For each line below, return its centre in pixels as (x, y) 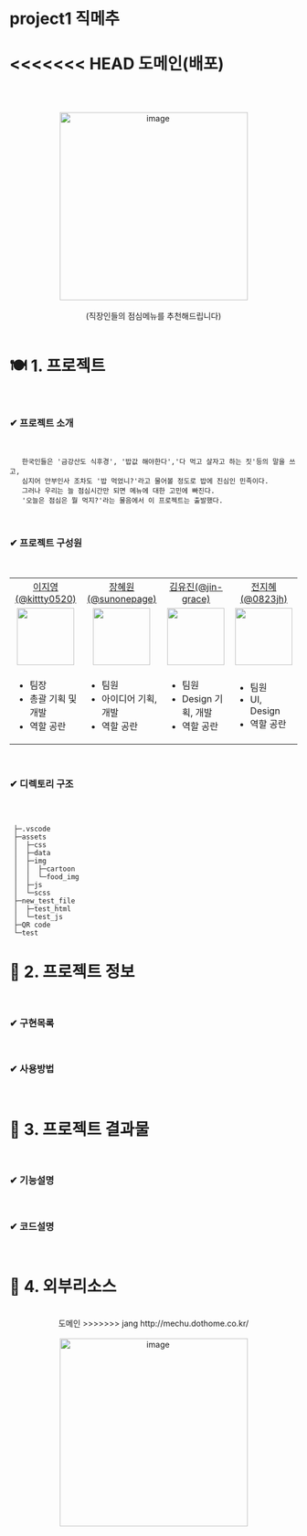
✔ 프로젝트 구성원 (46, 543)
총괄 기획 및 (53, 698)
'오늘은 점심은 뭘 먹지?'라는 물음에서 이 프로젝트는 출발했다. (122, 501)
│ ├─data (32, 853)
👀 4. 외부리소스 (63, 1287)
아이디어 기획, (130, 698)
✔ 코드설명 (32, 1226)
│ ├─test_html (42, 909)
